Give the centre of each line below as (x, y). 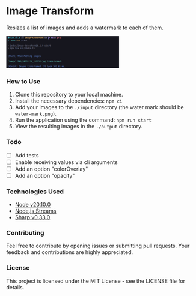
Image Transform (50, 11)
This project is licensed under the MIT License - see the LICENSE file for (96, 281)
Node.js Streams (35, 211)
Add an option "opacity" (45, 175)
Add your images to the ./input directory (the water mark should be (100, 107)
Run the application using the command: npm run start (83, 120)
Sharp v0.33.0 (32, 217)
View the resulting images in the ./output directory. (79, 127)
